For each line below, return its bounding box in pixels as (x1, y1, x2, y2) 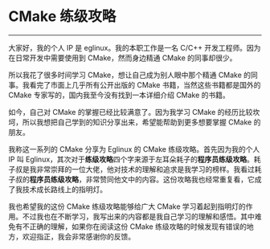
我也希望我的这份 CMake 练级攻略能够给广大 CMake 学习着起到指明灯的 (8, 202, 247, 211)
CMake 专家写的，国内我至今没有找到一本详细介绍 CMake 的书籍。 (8, 90, 231, 100)
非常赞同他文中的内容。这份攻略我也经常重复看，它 (85, 174, 255, 184)
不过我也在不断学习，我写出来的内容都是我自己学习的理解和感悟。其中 (22, 211, 255, 221)
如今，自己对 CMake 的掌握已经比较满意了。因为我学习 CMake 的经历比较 (8, 107, 253, 116)
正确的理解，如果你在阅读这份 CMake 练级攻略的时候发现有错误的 (29, 222, 247, 231)
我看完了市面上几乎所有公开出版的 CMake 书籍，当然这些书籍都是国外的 (22, 80, 261, 89)
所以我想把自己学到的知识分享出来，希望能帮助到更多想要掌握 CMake (22, 117, 252, 127)
